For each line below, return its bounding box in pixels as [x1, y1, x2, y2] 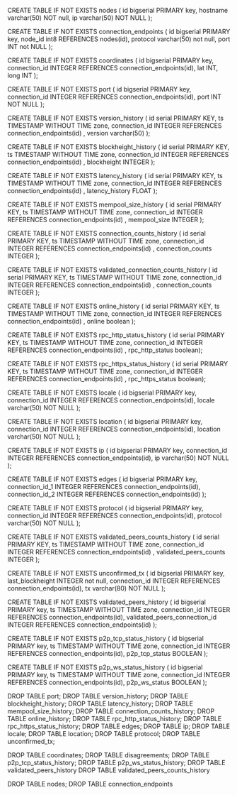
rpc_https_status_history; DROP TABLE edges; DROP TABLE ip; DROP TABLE [7, 722, 231, 730]
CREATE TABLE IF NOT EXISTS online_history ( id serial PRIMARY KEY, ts [7, 302, 221, 310]
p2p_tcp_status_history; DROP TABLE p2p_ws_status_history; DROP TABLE [7, 759, 226, 767]
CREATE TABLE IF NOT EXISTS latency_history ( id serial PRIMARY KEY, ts [7, 172, 223, 180]
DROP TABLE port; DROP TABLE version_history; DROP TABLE [7, 692, 189, 700]
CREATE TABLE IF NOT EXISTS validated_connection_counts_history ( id [7, 265, 218, 274]
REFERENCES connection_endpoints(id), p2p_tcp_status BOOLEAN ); [7, 649, 209, 657]
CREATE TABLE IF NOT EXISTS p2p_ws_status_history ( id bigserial [7, 663, 203, 671]
